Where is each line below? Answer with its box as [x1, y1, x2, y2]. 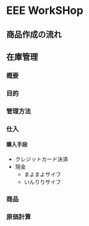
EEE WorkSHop [6, 4, 84, 18]
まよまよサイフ [23, 170, 61, 178]
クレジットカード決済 [14, 155, 68, 162]
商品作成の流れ [6, 29, 62, 39]
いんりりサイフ [23, 178, 61, 185]
